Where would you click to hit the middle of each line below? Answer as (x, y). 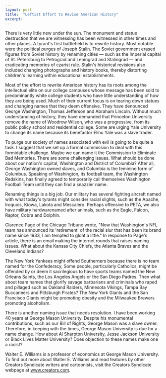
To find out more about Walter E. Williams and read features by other (75, 360)
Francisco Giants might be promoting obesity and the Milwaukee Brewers (80, 298)
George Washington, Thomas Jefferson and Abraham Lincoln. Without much (83, 111)
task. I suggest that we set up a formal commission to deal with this (74, 148)
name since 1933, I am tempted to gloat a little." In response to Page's (76, 236)
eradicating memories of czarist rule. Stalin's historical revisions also (75, 65)
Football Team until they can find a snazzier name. (56, 185)
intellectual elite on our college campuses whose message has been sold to (82, 91)
